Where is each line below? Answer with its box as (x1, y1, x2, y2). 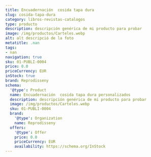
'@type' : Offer (14, 130, 47, 135)
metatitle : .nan (5, 41, 40, 46)
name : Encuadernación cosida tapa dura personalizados (10, 92, 131, 97)
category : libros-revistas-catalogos (5, 17, 85, 22)
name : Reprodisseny (14, 120, 56, 126)
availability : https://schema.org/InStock (14, 144, 106, 149)
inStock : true (5, 73, 36, 78)
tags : (5, 45, 17, 50)
